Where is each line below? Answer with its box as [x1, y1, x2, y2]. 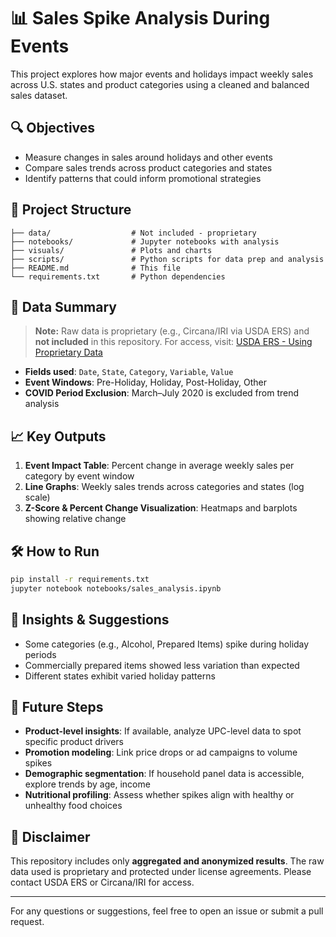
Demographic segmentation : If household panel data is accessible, [24, 768, 305, 780]
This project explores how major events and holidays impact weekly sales [10, 68, 314, 80]
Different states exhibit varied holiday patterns [24, 670, 216, 682]
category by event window [24, 470, 135, 482]
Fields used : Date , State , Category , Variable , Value [24, 366, 234, 378]
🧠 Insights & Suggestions [10, 611, 170, 629]
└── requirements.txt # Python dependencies [10, 271, 226, 282]
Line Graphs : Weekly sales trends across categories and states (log [24, 481, 305, 493]
